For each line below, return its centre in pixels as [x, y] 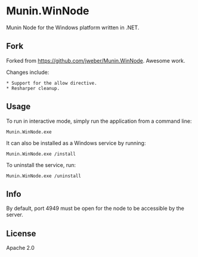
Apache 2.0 [20, 248]
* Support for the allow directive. [52, 83]
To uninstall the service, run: [41, 165]
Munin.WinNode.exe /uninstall [44, 176]
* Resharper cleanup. [33, 88]
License [21, 233]
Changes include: [28, 72]
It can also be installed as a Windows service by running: [76, 143]
